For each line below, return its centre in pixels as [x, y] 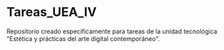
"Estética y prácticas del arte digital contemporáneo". [83, 38]
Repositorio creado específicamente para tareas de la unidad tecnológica [112, 31]
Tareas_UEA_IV [52, 12]
